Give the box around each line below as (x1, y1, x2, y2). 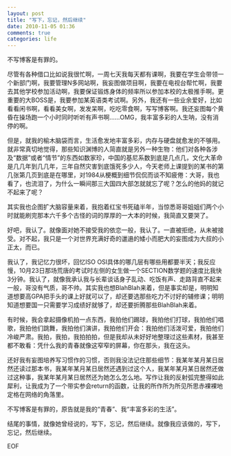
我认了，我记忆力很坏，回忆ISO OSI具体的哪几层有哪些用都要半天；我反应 (7, 258, 216, 266)
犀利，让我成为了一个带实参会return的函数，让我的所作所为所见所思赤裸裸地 (7, 382, 223, 390)
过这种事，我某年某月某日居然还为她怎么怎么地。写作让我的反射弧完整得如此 (7, 373, 224, 382)
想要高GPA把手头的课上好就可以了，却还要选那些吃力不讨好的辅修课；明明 (12, 292, 225, 300)
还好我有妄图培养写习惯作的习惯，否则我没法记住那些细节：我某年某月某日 (7, 356, 218, 364)
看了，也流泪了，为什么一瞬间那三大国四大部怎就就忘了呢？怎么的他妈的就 (7, 180, 218, 188)
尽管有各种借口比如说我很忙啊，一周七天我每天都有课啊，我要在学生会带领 (7, 70, 218, 79)
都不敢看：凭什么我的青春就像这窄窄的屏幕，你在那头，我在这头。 (7, 342, 194, 350)
